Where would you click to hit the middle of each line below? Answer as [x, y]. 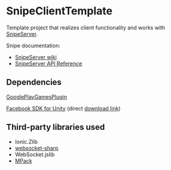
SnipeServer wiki [36, 57]
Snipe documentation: [33, 45]
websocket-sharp [36, 148]
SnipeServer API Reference [48, 63]
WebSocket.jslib [35, 154]
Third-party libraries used [56, 127]
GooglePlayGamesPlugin [37, 96]
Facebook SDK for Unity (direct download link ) [63, 108]
